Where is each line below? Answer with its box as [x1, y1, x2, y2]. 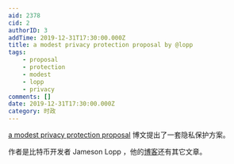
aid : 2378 [8, 11, 41, 20]
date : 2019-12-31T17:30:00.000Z [8, 100, 115, 108]
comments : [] [8, 93, 52, 101]
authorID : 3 [8, 26, 48, 34]
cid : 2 [8, 19, 30, 27]
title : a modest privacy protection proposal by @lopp [8, 41, 194, 49]
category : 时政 [8, 108, 56, 116]
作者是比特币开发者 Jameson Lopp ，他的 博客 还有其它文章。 [8, 147, 207, 156]
